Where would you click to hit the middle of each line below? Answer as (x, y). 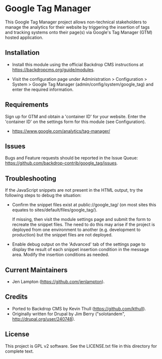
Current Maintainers (36, 270)
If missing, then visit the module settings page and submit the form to (81, 219)
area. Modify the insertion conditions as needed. (60, 255)
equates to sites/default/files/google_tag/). (55, 210)
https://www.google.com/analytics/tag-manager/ (61, 131)
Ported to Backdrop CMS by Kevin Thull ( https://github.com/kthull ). (79, 308)
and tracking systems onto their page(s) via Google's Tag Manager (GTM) (79, 32)
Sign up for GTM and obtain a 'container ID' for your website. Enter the (76, 116)
